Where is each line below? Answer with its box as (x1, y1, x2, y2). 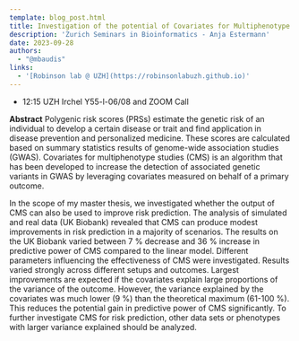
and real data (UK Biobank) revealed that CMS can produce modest (9, 216, 258, 227)
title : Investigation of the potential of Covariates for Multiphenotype (9, 22, 291, 31)
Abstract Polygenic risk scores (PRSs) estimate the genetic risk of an (9, 113, 266, 124)
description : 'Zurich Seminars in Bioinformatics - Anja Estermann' (9, 30, 270, 39)
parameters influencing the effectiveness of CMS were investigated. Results (9, 255, 290, 266)
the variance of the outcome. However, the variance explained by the (9, 284, 264, 294)
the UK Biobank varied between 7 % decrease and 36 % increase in (9, 235, 261, 247)
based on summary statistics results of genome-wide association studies (9, 142, 279, 153)
